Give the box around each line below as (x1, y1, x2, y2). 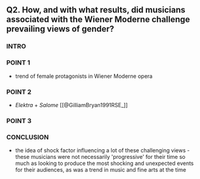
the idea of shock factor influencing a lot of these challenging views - (15, 147, 190, 154)
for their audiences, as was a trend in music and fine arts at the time (15, 166, 187, 174)
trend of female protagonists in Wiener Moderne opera (15, 72, 153, 80)
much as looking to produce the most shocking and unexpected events (15, 160, 194, 167)
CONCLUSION (6, 133, 49, 141)
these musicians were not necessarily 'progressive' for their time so (15, 153, 186, 161)
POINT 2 (6, 88, 32, 96)
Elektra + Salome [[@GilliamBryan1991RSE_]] (15, 101, 128, 108)
